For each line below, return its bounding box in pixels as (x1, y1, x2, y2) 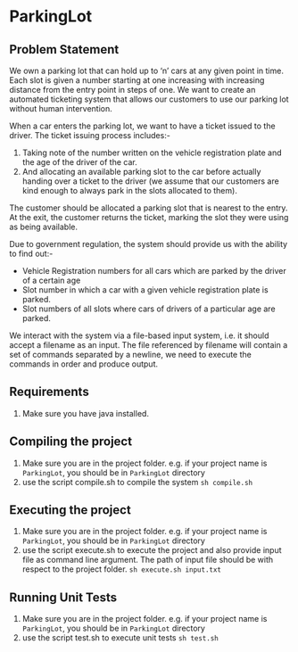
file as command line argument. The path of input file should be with (21, 555, 274, 565)
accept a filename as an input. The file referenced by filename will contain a (9, 340, 288, 350)
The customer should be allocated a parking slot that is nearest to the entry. (9, 202, 288, 213)
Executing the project (9, 502, 131, 518)
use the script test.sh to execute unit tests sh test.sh (21, 632, 219, 643)
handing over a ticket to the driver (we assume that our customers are (21, 176, 279, 186)
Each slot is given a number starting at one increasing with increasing (9, 75, 265, 86)
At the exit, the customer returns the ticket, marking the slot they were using (9, 212, 289, 222)
